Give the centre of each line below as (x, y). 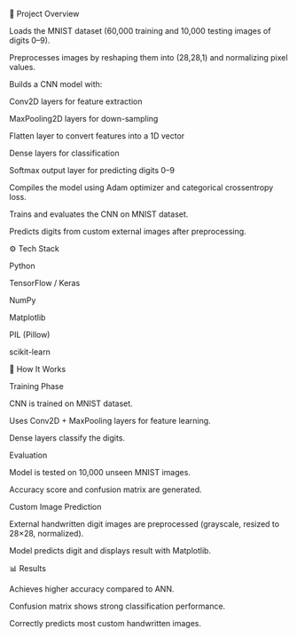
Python (22, 266)
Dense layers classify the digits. (67, 438)
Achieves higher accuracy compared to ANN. (92, 589)
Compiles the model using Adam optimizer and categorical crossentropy (141, 187)
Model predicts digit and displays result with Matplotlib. (110, 550)
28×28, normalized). (47, 533)
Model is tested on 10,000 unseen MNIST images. (100, 472)
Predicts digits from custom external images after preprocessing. (128, 231)
